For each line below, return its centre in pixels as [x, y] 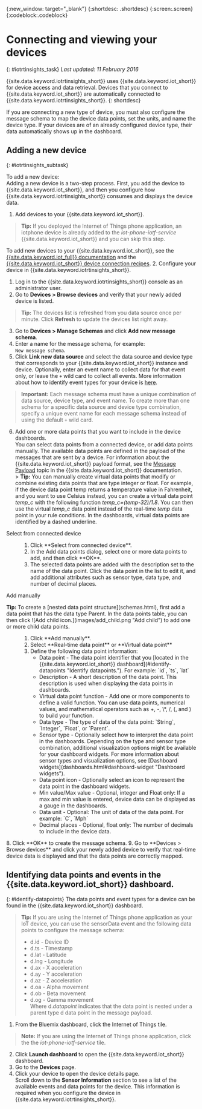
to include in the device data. [75, 831]
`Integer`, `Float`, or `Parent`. [74, 728]
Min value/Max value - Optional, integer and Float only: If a [112, 792]
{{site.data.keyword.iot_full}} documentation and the [71, 257]
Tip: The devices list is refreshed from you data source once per [101, 313]
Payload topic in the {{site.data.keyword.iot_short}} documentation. [99, 470]
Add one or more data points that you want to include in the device [98, 431]
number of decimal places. [63, 583]
